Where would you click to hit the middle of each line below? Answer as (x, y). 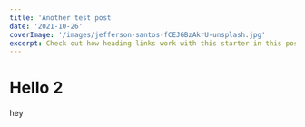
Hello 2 (36, 88)
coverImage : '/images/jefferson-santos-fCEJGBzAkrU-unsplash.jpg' (138, 34)
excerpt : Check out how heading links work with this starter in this (146, 43)
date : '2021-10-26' (46, 26)
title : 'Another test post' (63, 18)
